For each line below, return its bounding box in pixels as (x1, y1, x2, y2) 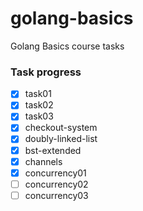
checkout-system (24, 122, 98, 134)
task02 (24, 99, 54, 111)
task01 (24, 88, 52, 100)
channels (24, 155, 63, 167)
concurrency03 (24, 189, 89, 201)
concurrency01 (24, 167, 87, 179)
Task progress (10, 65, 82, 79)
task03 (24, 110, 54, 122)
